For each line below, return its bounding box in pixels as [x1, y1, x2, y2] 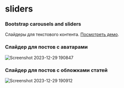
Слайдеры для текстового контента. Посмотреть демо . [5, 31, 119, 37]
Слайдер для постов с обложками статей [5, 67, 108, 73]
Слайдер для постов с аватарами [5, 44, 88, 50]
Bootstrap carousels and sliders [5, 21, 81, 28]
